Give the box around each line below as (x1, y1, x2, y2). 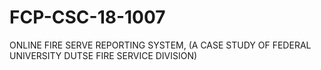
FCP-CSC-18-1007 (9, 6, 166, 29)
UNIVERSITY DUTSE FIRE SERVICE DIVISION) (9, 49, 198, 61)
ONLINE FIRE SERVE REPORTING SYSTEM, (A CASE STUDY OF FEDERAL (9, 39, 312, 51)
